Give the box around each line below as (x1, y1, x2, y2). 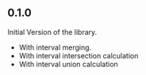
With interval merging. (18, 43, 92, 52)
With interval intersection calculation (18, 51, 139, 60)
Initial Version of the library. (7, 27, 98, 36)
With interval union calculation (18, 59, 118, 69)
